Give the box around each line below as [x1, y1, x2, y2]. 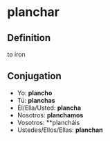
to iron [7, 50, 26, 58]
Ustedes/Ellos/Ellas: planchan [17, 126, 104, 134]
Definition [7, 32, 51, 44]
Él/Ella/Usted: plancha [17, 103, 82, 112]
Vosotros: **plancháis [17, 118, 80, 126]
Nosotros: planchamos [17, 110, 84, 119]
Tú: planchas [17, 96, 55, 104]
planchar [7, 4, 60, 20]
